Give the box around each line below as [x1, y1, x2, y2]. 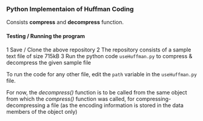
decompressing [6, 102, 46, 109]
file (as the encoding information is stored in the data [50, 102, 184, 109]
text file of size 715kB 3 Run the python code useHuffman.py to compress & [6, 52, 193, 59]
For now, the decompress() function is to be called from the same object [6, 88, 187, 96]
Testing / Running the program [6, 32, 85, 39]
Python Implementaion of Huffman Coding [6, 5, 134, 13]
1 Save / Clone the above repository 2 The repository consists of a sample [6, 46, 191, 53]
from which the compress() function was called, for [6, 95, 135, 102]
